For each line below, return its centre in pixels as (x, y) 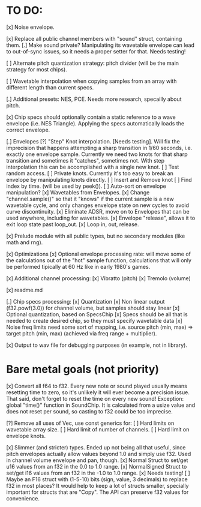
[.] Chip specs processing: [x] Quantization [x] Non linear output (85, 301)
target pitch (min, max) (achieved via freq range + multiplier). (82, 333)
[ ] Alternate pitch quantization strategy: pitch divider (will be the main (92, 63)
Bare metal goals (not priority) (83, 369)
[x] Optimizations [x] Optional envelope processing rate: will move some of (98, 254)
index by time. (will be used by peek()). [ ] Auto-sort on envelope (86, 186)
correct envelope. (28, 130)
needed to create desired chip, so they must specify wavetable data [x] (94, 320)
